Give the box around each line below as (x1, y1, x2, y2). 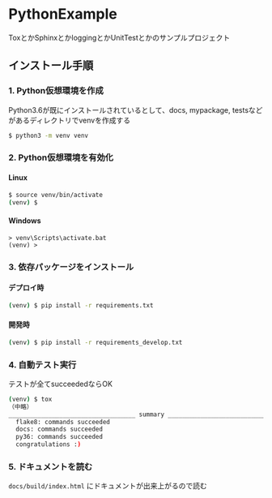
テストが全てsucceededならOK (8, 379, 113, 389)
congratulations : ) (15, 440, 82, 449)
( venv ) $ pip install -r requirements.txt (8, 301, 154, 309)
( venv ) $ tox (8, 395, 53, 403)
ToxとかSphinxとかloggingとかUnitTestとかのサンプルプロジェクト (8, 32, 231, 42)
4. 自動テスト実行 (8, 358, 77, 370)
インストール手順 (8, 58, 94, 73)
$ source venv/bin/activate (8, 191, 104, 199)
